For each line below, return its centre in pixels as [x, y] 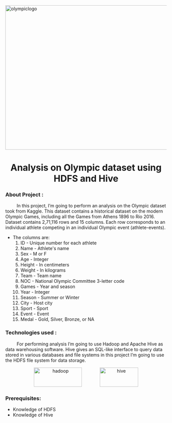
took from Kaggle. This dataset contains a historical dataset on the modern [84, 211]
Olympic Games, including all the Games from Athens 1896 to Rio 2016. [80, 217]
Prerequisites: [23, 398]
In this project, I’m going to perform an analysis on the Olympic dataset [91, 206]
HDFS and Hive [86, 179]
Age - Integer [34, 259]
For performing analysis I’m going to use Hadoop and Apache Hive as [90, 344]
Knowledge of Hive [33, 415]
